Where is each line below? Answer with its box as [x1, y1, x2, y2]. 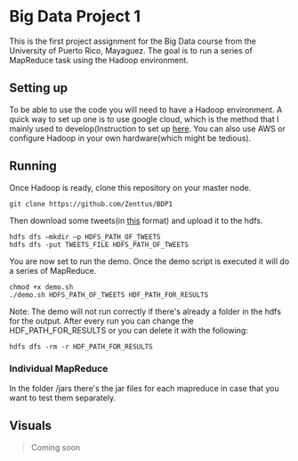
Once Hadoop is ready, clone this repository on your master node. [9, 182, 252, 193]
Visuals [9, 418, 52, 433]
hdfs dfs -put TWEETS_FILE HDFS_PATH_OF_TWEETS [9, 240, 189, 249]
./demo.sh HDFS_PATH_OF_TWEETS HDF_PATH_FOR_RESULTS [9, 290, 209, 300]
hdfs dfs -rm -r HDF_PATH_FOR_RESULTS [9, 342, 153, 351]
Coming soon [30, 441, 81, 452]
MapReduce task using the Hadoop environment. [9, 54, 189, 65]
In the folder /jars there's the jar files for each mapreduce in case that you [9, 383, 279, 393]
